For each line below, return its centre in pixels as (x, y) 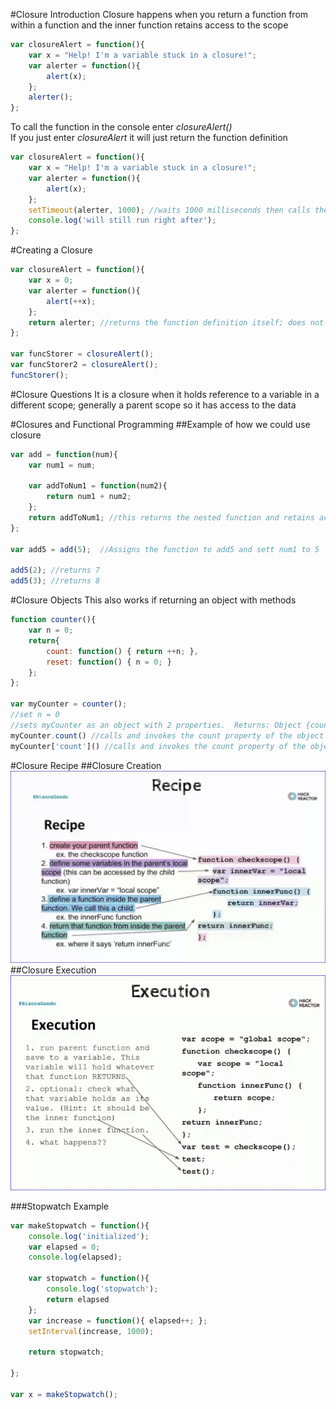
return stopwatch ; (66, 1352)
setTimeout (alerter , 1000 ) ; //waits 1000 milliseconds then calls (169, 210)
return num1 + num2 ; (89, 497)
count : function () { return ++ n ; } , (122, 651)
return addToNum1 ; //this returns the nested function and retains (171, 518)
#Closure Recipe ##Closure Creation (86, 765)
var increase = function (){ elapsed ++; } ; (118, 1320)
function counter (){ (53, 620)
